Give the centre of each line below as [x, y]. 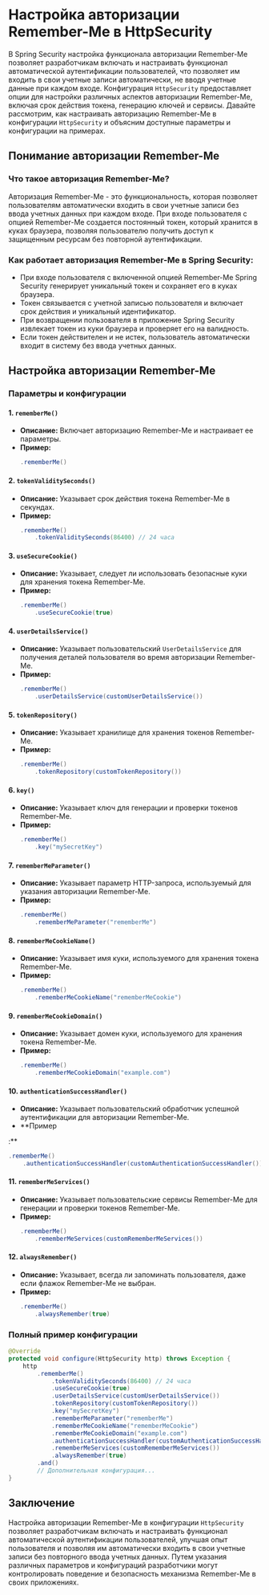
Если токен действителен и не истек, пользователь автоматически [135, 337]
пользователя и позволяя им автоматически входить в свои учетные [127, 1548]
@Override [25, 1351]
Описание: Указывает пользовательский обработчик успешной [129, 1109]
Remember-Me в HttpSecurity [110, 32]
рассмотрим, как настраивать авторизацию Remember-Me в [112, 113]
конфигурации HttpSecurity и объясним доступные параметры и [119, 122]
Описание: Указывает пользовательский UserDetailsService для [130, 649]
